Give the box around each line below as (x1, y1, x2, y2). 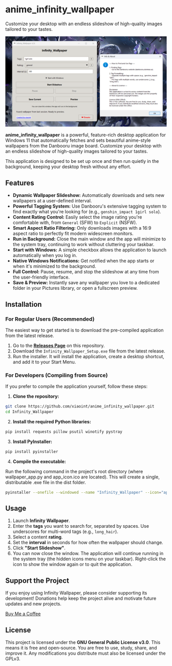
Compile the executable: (12, 458, 67, 465)
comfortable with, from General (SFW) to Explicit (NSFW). (12, 219, 137, 226)
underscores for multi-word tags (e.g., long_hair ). (12, 528, 119, 535)
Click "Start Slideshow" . (12, 545, 66, 551)
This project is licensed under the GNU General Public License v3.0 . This (5, 639, 161, 645)
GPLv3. (5, 656, 20, 662)
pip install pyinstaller (5, 449, 58, 454)
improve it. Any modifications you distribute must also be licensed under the (5, 650, 166, 656)
